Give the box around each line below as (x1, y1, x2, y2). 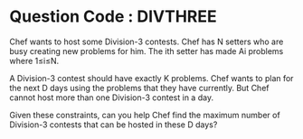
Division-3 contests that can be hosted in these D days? (9, 119, 218, 130)
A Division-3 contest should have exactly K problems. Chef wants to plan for (9, 72, 294, 83)
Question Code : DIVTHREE (9, 6, 217, 27)
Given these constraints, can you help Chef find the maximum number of (9, 109, 280, 120)
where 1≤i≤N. (9, 55, 60, 66)
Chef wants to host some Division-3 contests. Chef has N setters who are (9, 36, 284, 47)
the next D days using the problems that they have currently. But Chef (9, 82, 270, 93)
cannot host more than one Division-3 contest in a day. (9, 92, 214, 103)
